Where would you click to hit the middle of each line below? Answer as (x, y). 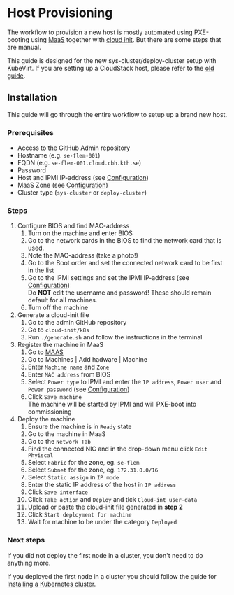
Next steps (26, 540)
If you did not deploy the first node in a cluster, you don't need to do (105, 555)
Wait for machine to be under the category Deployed (102, 522)
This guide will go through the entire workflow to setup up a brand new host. (117, 114)
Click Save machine (55, 397)
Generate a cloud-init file (53, 315)
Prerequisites (30, 132)
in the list (41, 270)
